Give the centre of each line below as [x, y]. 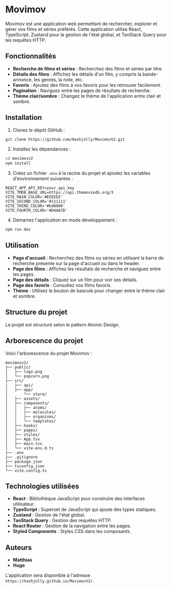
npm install [18, 163]
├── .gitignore [22, 457]
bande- [150, 74]
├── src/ [15, 381]
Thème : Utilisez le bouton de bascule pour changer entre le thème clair [89, 290]
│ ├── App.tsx [23, 439]
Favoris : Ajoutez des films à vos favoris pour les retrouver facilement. [87, 85]
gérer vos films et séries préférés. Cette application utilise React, [74, 29]
